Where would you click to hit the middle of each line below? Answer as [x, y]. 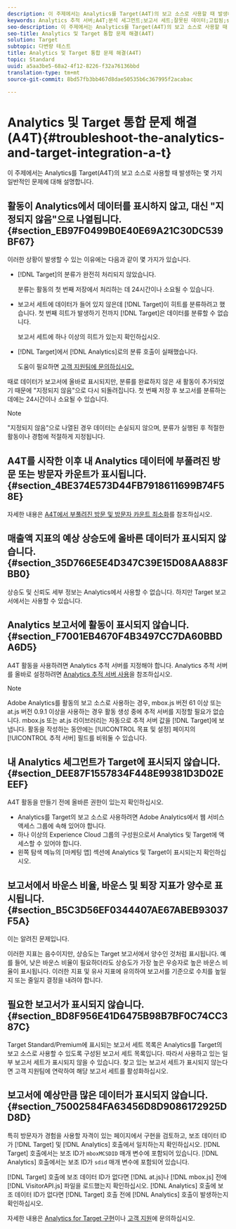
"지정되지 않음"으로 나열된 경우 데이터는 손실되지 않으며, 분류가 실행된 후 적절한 [116, 428]
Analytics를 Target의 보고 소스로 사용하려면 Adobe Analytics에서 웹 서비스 [121, 817]
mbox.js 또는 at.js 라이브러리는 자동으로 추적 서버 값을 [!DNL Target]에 [120, 720]
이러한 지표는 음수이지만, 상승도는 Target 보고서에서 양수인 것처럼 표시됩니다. [113, 954]
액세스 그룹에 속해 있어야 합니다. [61, 826]
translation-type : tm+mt [44, 72]
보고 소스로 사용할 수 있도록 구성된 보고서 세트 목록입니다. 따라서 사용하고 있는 [114, 1053]
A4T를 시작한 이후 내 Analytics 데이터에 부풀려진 [109, 461]
